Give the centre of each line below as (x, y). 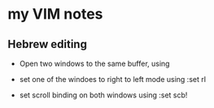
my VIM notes (55, 14)
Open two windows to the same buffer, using (94, 63)
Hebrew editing (47, 44)
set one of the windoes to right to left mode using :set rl (113, 79)
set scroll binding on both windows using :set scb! (103, 95)
